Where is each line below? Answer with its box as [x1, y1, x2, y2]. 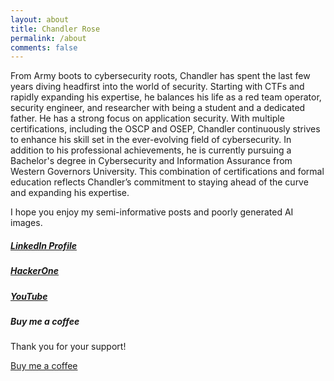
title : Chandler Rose [10, 24, 101, 34]
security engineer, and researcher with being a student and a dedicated [10, 102, 306, 114]
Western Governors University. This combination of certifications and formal [10, 166, 325, 178]
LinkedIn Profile [10, 239, 78, 251]
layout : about [10, 14, 70, 25]
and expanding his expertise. [10, 187, 130, 199]
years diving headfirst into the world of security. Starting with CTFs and [10, 81, 305, 93]
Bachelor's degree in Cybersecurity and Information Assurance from [10, 155, 293, 167]
